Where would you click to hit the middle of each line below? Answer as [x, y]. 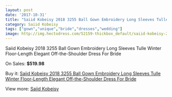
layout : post [19, 10]
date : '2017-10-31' [26, 15]
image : [12, 34]
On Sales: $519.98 [25, 64]
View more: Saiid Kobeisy [32, 89]
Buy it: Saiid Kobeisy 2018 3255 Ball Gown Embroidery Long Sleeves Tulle [83, 74]
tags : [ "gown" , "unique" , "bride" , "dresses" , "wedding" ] [64, 29]
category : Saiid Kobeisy [32, 24]
